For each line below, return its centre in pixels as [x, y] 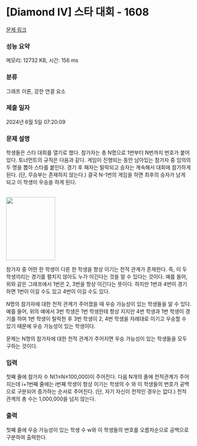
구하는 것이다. [22, 346]
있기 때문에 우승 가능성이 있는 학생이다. [51, 326]
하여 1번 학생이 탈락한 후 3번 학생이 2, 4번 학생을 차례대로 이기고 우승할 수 [102, 319]
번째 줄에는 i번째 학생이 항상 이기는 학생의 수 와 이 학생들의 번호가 [103, 384]
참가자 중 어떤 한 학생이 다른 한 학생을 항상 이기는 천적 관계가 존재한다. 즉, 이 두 [97, 269]
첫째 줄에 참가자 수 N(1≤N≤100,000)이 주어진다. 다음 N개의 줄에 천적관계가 [92, 377]
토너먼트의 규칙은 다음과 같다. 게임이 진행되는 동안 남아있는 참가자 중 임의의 [105, 160]
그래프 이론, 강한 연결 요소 [36, 91]
